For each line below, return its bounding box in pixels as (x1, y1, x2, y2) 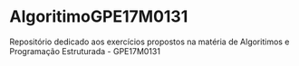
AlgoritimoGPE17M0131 (9, 6, 188, 27)
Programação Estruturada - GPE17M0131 (9, 45, 161, 56)
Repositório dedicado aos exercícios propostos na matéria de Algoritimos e (9, 36, 290, 47)
